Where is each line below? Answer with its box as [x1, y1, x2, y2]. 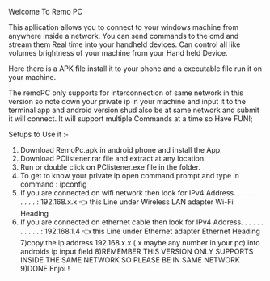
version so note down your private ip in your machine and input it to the [8, 97, 247, 106]
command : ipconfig [19, 179, 87, 189]
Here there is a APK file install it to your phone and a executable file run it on [8, 64, 263, 73]
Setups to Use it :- [8, 129, 69, 139]
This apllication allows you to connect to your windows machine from [8, 23, 239, 31]
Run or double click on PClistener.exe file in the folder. [19, 162, 200, 172]
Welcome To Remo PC [8, 7, 83, 16]
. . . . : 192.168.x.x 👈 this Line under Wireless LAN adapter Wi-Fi [19, 197, 234, 207]
